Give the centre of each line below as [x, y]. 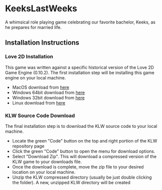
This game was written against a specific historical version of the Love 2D [80, 67]
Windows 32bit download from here [48, 97]
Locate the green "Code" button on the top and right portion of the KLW [85, 141]
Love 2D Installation [29, 57]
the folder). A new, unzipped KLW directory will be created [71, 182]
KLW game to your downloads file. [47, 162]
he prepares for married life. [34, 27]
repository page [28, 146]
